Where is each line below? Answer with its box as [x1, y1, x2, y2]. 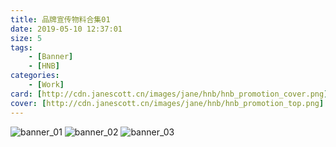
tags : [10, 42, 33, 53]
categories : [10, 71, 60, 81]
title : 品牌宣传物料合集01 [10, 14, 111, 25]
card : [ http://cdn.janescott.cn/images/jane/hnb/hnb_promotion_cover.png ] [10, 89, 329, 99]
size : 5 [10, 33, 43, 43]
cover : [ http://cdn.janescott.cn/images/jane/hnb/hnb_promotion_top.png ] [10, 98, 325, 108]
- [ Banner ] [28, 52, 74, 62]
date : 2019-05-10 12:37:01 [10, 24, 123, 34]
